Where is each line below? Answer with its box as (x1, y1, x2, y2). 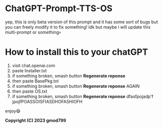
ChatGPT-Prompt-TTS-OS (5, 3, 113, 14)
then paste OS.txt (12, 88, 48, 94)
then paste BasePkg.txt (12, 78, 59, 84)
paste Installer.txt (12, 67, 47, 73)
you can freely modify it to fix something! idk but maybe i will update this (5, 24, 151, 30)
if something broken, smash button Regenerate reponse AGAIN (12, 83, 140, 89)
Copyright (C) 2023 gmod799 (5, 117, 67, 123)
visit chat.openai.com (12, 63, 55, 68)
